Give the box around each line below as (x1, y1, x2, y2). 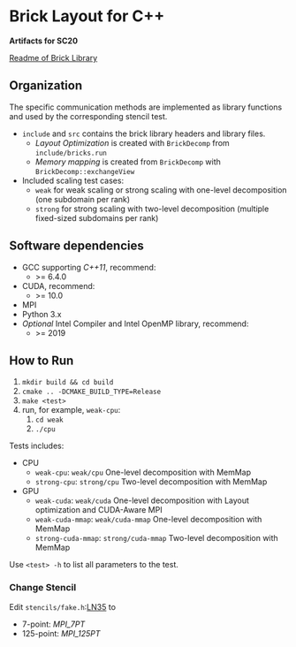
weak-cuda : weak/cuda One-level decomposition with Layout (34, 495, 250, 506)
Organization (9, 78, 82, 94)
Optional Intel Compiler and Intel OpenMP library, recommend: (21, 318, 249, 329)
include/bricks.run (34, 148, 108, 157)
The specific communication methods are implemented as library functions (9, 102, 283, 112)
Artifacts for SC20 (9, 35, 78, 46)
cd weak (34, 415, 64, 425)
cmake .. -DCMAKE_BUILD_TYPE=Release (21, 387, 162, 397)
